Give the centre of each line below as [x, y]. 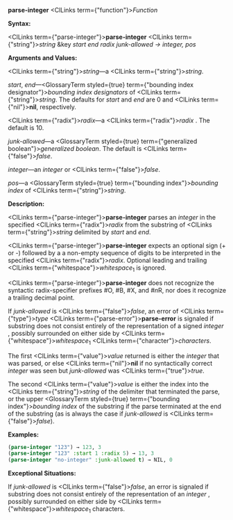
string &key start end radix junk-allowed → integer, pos [117, 44]
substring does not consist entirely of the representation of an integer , [109, 494]
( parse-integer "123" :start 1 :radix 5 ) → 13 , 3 [81, 454]
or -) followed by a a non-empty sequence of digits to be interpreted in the [114, 253]
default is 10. [26, 128]
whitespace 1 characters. [90, 510]
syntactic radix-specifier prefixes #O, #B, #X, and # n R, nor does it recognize [117, 290]
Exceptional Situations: [42, 473]
